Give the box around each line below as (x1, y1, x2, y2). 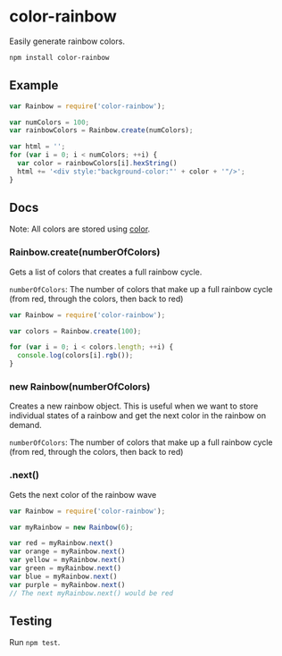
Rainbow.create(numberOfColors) (9, 246, 161, 258)
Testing (9, 613, 53, 628)
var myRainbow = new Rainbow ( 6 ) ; (9, 523, 134, 532)
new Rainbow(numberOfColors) (9, 381, 151, 393)
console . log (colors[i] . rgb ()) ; (17, 351, 134, 360)
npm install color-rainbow (9, 53, 110, 62)
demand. (9, 420, 42, 431)
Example (9, 78, 59, 93)
